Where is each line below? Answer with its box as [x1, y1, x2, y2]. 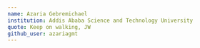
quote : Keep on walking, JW [7, 23, 91, 30]
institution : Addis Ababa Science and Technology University [7, 17, 194, 24]
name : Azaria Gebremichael [7, 10, 88, 18]
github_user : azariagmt [7, 30, 79, 37]
